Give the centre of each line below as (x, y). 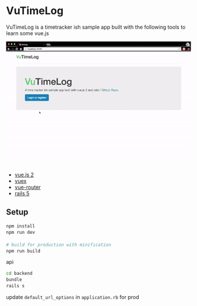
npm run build (23, 251)
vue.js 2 (24, 175)
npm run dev (21, 232)
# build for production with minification (59, 244)
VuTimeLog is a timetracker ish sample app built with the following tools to (96, 27)
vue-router (28, 187)
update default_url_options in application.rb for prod (73, 297)
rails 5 (22, 193)
